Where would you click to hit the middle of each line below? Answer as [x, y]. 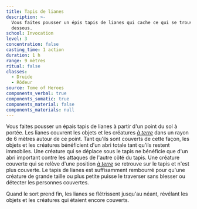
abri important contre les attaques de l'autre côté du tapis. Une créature [93, 158]
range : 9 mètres [26, 60]
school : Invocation [30, 33]
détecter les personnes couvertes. [47, 183]
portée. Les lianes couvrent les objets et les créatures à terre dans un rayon [98, 133]
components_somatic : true [38, 99]
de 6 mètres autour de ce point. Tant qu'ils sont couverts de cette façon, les [98, 139]
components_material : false [40, 104]
